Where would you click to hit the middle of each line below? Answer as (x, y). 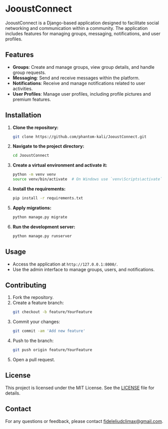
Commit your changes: (36, 322)
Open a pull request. (34, 359)
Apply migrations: (32, 207)
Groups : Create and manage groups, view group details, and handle (83, 67)
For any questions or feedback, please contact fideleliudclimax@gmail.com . (84, 421)
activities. (23, 89)
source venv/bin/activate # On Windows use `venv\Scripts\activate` (88, 179)
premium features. (32, 99)
